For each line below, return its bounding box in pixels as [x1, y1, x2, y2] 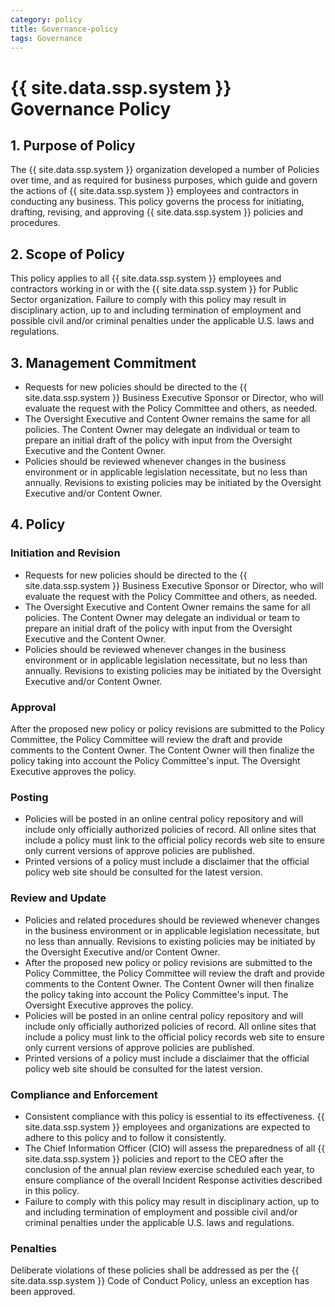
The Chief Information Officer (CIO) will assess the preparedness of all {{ [24, 1142, 326, 1154]
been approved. [10, 1286, 76, 1298]
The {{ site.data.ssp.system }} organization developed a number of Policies [10, 164, 320, 176]
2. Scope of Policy [10, 246, 125, 263]
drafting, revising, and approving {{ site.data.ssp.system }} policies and [10, 206, 304, 218]
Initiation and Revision [10, 546, 121, 560]
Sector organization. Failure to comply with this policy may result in [10, 294, 287, 306]
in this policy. [24, 1184, 80, 1196]
